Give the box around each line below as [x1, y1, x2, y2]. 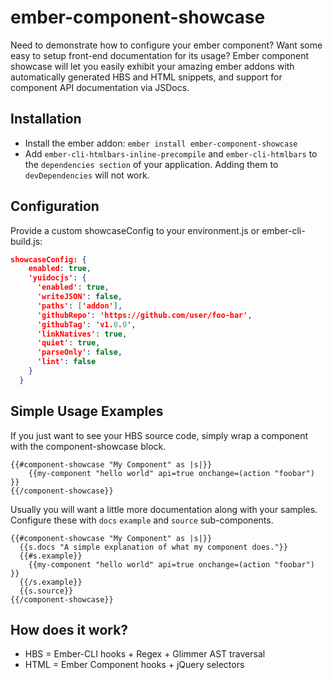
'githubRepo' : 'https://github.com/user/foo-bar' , [36, 310, 253, 320]
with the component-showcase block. [10, 440, 167, 452]
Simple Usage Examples [10, 403, 164, 420]
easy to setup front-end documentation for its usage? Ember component [10, 49, 310, 61]
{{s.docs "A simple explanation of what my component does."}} [19, 542, 288, 552]
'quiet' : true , [36, 338, 101, 348]
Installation [10, 111, 82, 128]
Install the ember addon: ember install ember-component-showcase [24, 137, 298, 149]
